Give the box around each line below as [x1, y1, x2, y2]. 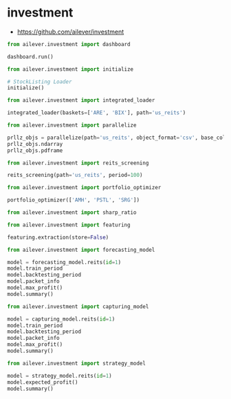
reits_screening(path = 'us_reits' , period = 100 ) [7, 172, 143, 179]
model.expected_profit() [7, 378, 78, 386]
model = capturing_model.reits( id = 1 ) [7, 315, 115, 323]
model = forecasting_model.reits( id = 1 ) [7, 259, 122, 266]
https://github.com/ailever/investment [16, 28, 124, 36]
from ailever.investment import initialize [7, 65, 134, 73]
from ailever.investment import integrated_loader [7, 97, 155, 104]
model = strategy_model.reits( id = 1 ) [7, 372, 112, 379]
